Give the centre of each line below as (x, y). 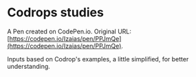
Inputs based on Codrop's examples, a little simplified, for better (98, 59)
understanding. (29, 66)
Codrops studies (56, 13)
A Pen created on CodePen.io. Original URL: (69, 31)
